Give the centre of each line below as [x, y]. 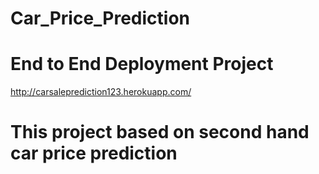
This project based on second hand [160, 132]
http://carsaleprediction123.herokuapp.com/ [101, 92]
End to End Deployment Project [142, 64]
